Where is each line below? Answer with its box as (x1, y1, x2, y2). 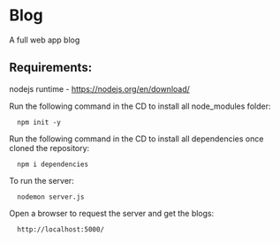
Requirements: (9, 60, 93, 75)
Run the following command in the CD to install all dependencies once (9, 133, 264, 144)
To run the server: (9, 175, 75, 186)
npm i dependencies (17, 160, 89, 169)
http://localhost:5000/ (17, 224, 104, 234)
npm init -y (17, 118, 62, 126)
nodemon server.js (17, 192, 86, 201)
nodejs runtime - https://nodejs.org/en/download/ (9, 83, 190, 94)
